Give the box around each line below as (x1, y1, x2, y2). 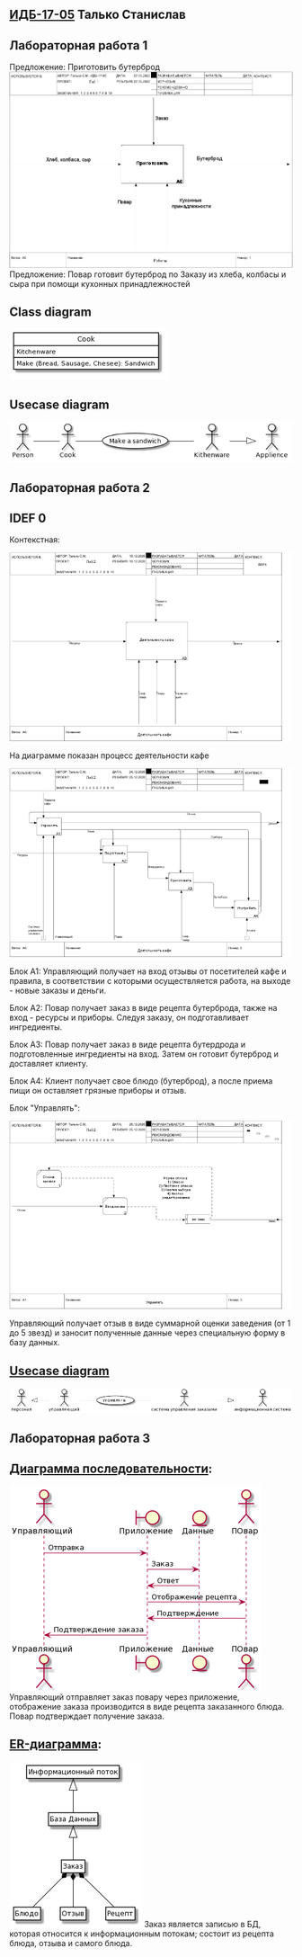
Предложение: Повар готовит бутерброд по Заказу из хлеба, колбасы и (9, 269, 287, 280)
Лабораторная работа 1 (9, 38, 148, 53)
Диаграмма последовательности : (9, 1461, 213, 1477)
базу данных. (9, 1337, 60, 1348)
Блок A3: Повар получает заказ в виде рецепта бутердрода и (9, 1039, 246, 1050)
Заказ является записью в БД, (143, 1918, 262, 1929)
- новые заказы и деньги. (9, 985, 107, 996)
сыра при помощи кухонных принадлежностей (9, 278, 191, 289)
